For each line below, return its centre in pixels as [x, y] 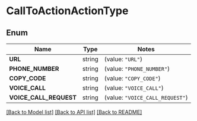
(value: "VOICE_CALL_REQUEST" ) [146, 97]
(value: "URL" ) [123, 59]
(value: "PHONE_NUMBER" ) [137, 69]
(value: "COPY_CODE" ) [133, 78]
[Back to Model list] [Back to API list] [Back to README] [74, 112]
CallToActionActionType [67, 11]
